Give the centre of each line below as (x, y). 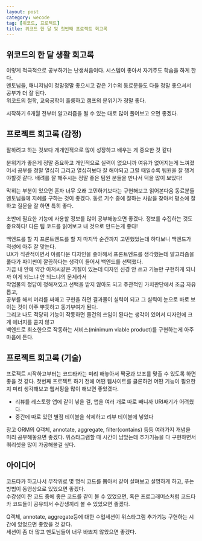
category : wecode (28, 18)
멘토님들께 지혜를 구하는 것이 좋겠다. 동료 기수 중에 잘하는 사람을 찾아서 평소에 (98, 198)
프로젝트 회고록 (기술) (44, 358)
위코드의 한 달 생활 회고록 (50, 55)
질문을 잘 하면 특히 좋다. (46, 205)
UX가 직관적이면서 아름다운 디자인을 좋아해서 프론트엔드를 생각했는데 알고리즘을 (100, 254)
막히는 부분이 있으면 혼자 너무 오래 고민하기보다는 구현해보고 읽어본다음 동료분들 (100, 190)
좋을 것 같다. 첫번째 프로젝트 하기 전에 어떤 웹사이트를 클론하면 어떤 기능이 (93, 381)
